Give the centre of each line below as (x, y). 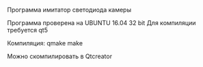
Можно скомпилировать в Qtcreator (60, 56)
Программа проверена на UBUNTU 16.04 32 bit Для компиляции (101, 23)
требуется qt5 (27, 30)
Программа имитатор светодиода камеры (69, 10)
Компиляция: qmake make (45, 43)
